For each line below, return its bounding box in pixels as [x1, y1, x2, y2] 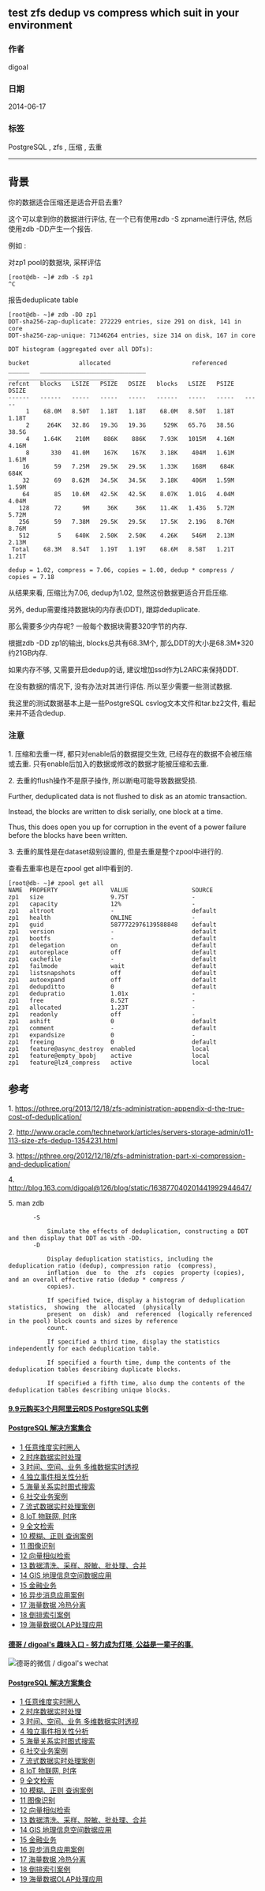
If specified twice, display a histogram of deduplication [47, 1297, 245, 1305]
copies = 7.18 [8, 574, 55, 581]
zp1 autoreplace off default [8, 948, 217, 957]
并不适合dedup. [14, 708, 66, 718]
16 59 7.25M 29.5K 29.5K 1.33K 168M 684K [22, 463, 235, 471]
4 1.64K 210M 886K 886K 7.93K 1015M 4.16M [25, 435, 235, 443]
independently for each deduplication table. [8, 1345, 160, 1353]
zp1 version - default [8, 928, 217, 936]
